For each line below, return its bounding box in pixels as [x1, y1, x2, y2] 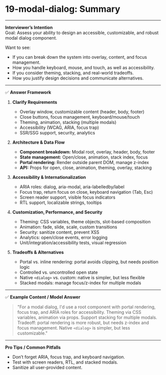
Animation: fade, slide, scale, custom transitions [19, 224, 118, 230]
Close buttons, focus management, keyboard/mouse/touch [19, 114, 140, 120]
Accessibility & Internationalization [12, 174, 86, 180]
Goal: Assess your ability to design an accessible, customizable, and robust [5, 30, 159, 36]
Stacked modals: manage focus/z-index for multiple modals [19, 280, 142, 286]
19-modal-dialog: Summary [5, 3, 121, 15]
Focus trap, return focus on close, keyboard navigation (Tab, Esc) [19, 189, 153, 195]
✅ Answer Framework [5, 89, 51, 95]
